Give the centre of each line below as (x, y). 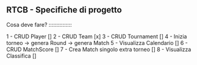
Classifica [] (21, 56)
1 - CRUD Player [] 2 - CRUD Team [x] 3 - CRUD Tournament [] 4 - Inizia (97, 36)
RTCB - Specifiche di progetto (64, 10)
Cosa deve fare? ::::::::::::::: (39, 24)
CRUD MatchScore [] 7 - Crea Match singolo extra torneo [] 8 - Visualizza (99, 49)
